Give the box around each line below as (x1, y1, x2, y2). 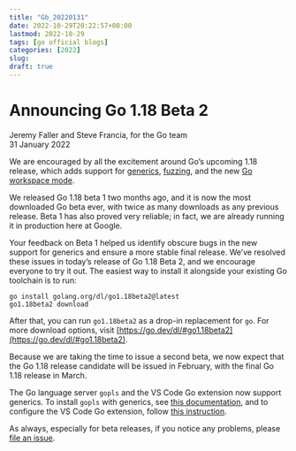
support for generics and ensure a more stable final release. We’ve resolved (9, 247, 285, 257)
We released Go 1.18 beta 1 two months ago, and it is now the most (9, 192, 252, 203)
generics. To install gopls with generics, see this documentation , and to (9, 396, 269, 407)
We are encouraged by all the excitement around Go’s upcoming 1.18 (9, 156, 258, 166)
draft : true (9, 63, 53, 72)
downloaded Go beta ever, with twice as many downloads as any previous (9, 201, 279, 212)
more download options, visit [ (9, 325, 120, 335)
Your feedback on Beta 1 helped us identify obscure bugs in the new (9, 237, 258, 248)
